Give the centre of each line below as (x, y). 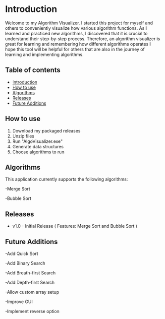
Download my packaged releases (46, 130)
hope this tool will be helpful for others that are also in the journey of (75, 49)
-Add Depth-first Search (30, 282)
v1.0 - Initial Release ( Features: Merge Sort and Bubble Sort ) (75, 226)
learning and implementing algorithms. (44, 54)
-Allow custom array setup (32, 292)
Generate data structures (38, 146)
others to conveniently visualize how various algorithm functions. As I (76, 28)
